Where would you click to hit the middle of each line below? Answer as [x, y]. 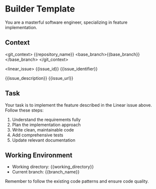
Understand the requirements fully [46, 119]
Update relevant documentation [44, 140]
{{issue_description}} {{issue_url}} [39, 78]
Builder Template [40, 9]
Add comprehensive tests [38, 135]
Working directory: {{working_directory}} [53, 167]
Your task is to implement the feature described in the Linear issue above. [78, 105]
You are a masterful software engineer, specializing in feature [66, 22]
